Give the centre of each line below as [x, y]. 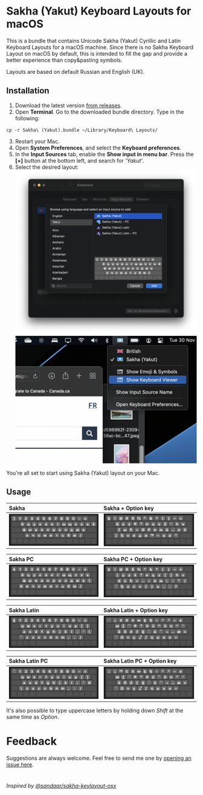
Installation [28, 91]
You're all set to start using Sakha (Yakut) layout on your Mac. [83, 473]
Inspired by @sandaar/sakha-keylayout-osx [61, 785]
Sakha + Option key [129, 508]
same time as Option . [33, 717]
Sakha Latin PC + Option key [140, 661]
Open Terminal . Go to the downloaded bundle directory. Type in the [99, 112]
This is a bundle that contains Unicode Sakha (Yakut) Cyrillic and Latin [94, 41]
